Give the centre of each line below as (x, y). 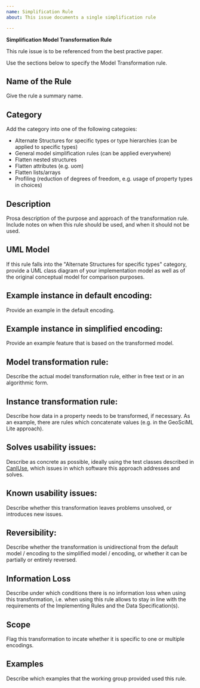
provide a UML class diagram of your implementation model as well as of (96, 270)
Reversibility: (31, 533)
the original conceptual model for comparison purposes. (76, 277)
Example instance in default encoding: (79, 296)
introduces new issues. (35, 514)
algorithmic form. (27, 383)
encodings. (20, 646)
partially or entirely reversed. (42, 560)
